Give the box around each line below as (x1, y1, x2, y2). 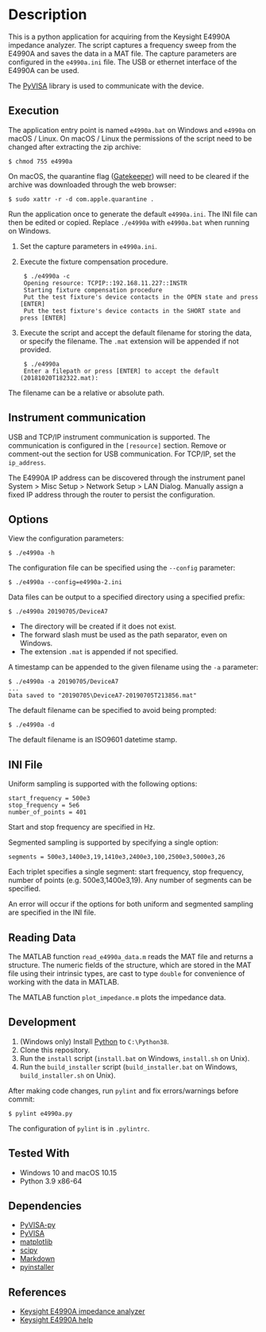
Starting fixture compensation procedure (23, 286, 163, 294)
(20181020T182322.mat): (19, 374, 99, 382)
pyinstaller (19, 1262, 54, 1272)
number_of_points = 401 (8, 808, 87, 816)
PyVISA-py (19, 1220, 56, 1229)
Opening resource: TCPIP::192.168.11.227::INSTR (23, 279, 188, 287)
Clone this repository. (19, 1045, 91, 1055)
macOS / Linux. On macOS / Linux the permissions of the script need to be (8, 134, 253, 143)
